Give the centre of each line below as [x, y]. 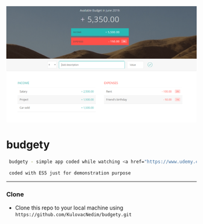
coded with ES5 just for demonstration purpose [70, 173]
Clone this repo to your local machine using [69, 208]
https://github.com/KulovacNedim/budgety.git [73, 214]
